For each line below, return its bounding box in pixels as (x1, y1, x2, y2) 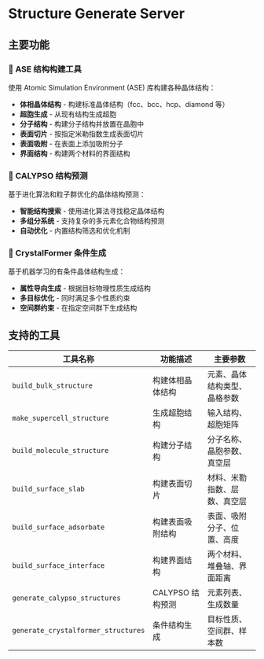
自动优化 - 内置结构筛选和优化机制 (19, 226, 131, 236)
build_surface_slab (12, 484, 85, 494)
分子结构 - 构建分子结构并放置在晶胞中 (19, 119, 145, 128)
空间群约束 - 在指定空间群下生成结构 (19, 304, 137, 313)
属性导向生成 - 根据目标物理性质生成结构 (19, 284, 152, 293)
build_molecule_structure (12, 446, 109, 455)
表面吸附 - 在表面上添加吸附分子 (19, 138, 124, 148)
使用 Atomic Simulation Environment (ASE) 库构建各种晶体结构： (8, 83, 216, 92)
